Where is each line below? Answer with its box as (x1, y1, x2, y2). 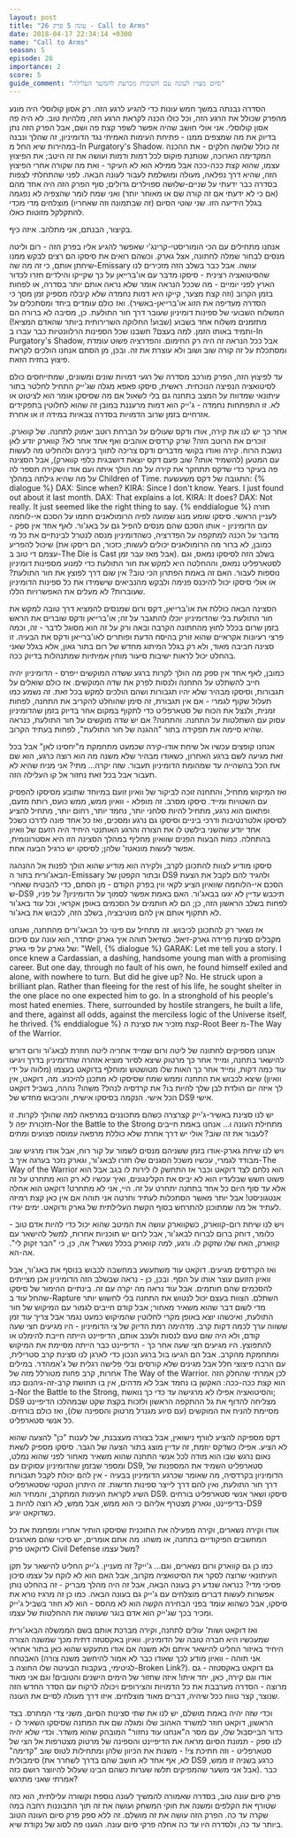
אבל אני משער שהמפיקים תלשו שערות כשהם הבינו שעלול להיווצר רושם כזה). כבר (9, 1764, 277, 1774)
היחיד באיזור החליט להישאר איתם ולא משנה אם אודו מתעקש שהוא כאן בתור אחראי (9, 1643, 285, 1654)
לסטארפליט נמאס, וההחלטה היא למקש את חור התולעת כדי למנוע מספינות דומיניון (9, 557, 282, 568)
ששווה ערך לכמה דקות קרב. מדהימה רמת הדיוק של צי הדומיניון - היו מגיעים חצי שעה (9, 1321, 288, 1331)
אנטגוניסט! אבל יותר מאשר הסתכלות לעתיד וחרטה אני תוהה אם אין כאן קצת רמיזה (9, 1192, 281, 1203)
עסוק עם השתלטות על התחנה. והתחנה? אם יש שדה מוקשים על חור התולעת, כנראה (9, 714, 285, 725)
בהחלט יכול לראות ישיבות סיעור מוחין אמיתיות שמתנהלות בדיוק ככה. (9, 650, 237, 661)
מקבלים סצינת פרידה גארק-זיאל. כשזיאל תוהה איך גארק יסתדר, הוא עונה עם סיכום (9, 934, 281, 944)
